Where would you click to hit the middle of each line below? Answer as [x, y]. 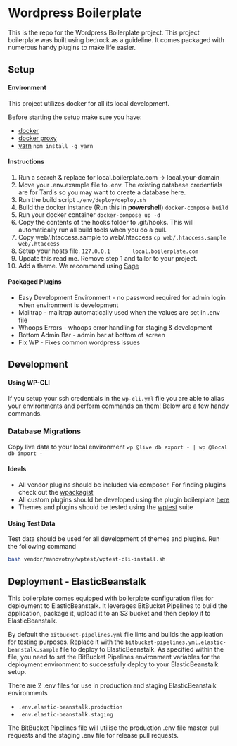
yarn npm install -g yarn [56, 145]
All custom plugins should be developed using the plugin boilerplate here [124, 500]
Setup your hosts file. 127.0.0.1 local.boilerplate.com [108, 251]
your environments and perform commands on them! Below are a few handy [118, 406]
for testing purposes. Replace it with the [66, 642]
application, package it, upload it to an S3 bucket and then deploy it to [109, 613]
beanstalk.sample [33, 649]
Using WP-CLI [29, 383]
